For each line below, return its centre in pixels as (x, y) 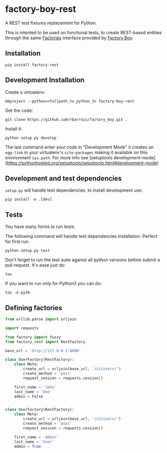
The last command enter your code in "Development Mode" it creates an (80, 147)
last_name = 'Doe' (33, 392)
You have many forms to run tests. (40, 226)
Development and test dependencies (63, 178)
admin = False (29, 396)
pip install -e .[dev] (29, 200)
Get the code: (19, 110)
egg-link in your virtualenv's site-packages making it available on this (76, 152)
